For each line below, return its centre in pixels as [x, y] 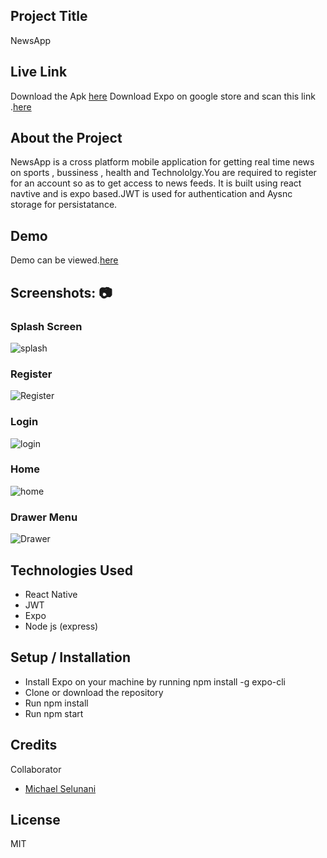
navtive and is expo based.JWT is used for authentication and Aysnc [151, 194]
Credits [34, 745]
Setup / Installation [70, 657]
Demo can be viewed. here [64, 260]
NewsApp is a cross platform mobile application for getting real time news [162, 162]
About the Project [66, 138]
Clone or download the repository [94, 692]
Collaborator [36, 769]
